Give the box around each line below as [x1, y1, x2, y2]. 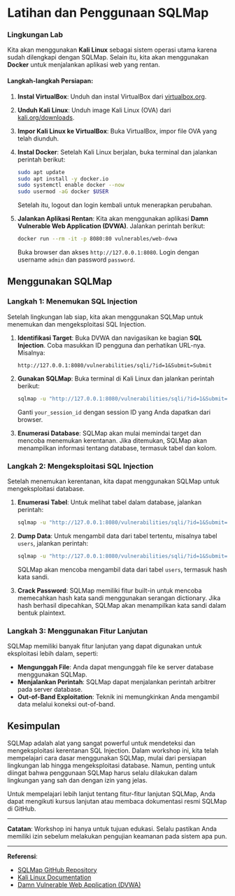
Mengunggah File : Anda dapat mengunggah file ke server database [17, 662, 214, 671]
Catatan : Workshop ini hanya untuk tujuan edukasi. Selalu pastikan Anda [7, 824, 217, 833]
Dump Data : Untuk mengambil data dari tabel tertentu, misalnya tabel [17, 532, 218, 540]
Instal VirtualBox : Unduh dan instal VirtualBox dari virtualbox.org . [17, 92, 207, 101]
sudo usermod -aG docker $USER [17, 188, 109, 195]
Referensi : [7, 852, 38, 860]
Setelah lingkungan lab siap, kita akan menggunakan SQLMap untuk [7, 313, 204, 321]
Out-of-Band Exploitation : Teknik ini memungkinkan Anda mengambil [17, 692, 220, 701]
